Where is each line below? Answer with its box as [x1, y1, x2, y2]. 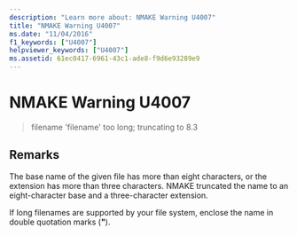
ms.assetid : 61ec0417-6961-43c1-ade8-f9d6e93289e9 [9, 54, 200, 63]
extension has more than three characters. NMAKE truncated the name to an [9, 180, 289, 191]
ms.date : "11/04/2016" [9, 29, 93, 38]
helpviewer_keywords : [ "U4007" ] [9, 46, 129, 55]
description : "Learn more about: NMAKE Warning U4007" [9, 12, 216, 22]
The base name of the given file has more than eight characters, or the [9, 170, 268, 182]
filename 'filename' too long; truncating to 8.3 [30, 122, 198, 132]
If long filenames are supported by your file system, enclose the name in [9, 207, 274, 217]
